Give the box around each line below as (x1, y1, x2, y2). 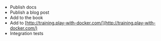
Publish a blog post (9, 9, 50, 15)
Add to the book (9, 15, 43, 20)
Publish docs (9, 4, 37, 10)
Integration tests (9, 31, 44, 36)
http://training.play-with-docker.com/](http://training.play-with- (26, 20, 156, 26)
